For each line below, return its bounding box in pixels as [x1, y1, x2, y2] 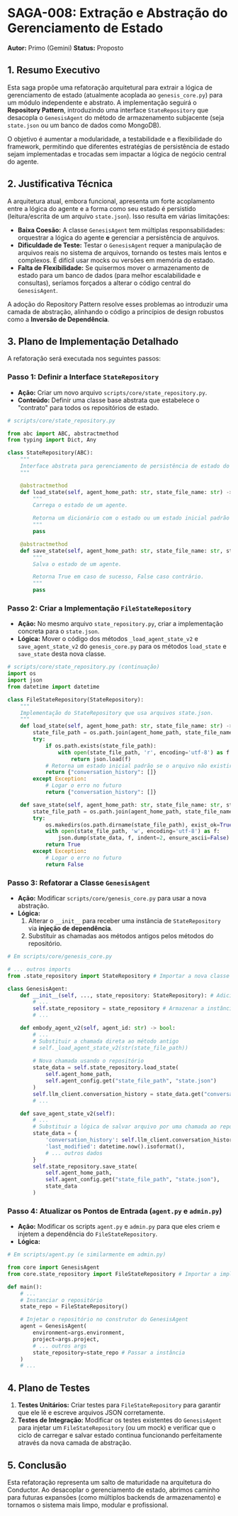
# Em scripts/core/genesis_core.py [7, 953, 113, 960]
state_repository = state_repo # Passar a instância [33, 1349, 186, 1356]
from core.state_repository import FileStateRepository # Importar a [7, 1270, 217, 1277]
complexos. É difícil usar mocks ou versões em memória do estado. [17, 256, 215, 264]
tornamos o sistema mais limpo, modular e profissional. [7, 1500, 169, 1509]
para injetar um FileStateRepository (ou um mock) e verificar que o [17, 1424, 216, 1432]
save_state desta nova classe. [17, 650, 106, 658]
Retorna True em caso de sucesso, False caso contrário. [33, 574, 204, 581]
